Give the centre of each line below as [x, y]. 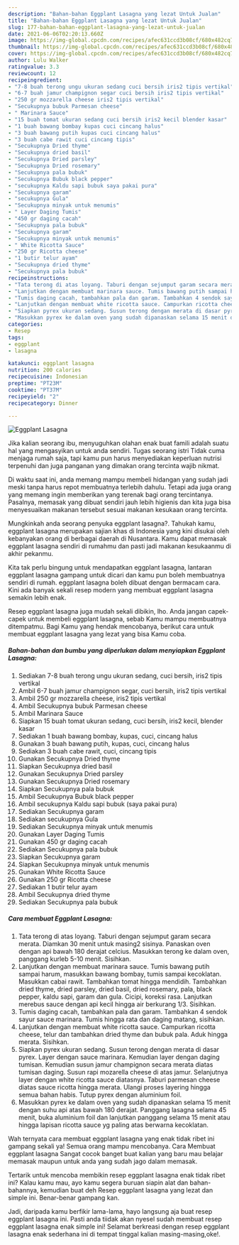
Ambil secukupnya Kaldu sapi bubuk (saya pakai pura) [98, 804]
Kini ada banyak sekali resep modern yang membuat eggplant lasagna [111, 590]
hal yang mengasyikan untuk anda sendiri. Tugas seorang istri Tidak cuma [117, 451]
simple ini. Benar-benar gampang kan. [64, 1198]
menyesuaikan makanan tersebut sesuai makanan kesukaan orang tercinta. [118, 510]
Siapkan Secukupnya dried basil [65, 766]
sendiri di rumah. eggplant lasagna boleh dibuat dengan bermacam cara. [114, 582]
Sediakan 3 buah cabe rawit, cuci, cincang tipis [87, 751]
